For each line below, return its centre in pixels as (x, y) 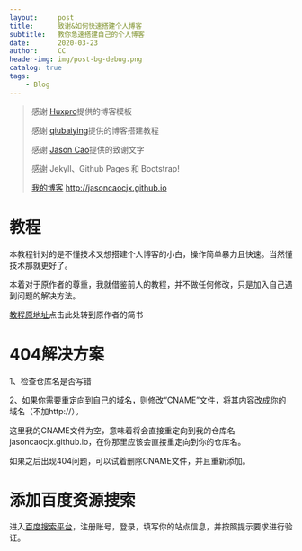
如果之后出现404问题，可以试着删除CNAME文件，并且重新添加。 (130, 460)
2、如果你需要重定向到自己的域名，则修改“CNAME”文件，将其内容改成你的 (148, 400)
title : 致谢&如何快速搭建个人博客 (75, 26)
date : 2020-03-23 (54, 43)
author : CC (38, 51)
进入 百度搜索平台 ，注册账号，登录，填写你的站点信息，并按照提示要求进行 (147, 527)
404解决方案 (57, 354)
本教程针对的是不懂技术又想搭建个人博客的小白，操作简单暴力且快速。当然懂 (151, 253)
